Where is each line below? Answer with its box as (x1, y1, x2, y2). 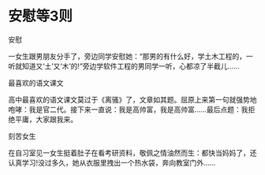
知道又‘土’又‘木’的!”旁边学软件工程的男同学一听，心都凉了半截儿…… (21, 61, 240, 71)
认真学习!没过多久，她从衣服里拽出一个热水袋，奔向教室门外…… (8, 158, 216, 167)
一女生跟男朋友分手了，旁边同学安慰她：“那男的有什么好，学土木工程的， (8, 51, 247, 61)
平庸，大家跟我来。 (14, 114, 77, 124)
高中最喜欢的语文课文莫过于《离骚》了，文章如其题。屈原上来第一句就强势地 (8, 95, 257, 104)
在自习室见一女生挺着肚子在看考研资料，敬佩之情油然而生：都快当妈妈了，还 (8, 147, 257, 158)
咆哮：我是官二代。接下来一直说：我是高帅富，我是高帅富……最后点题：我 (8, 104, 248, 114)
